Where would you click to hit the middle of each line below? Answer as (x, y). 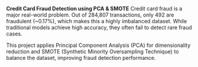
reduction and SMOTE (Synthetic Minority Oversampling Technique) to (93, 52)
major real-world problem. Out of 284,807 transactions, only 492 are (90, 15)
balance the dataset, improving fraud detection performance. (81, 58)
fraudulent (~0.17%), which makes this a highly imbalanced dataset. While (97, 21)
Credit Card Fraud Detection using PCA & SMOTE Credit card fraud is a (94, 9)
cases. (14, 34)
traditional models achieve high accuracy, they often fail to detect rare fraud (99, 27)
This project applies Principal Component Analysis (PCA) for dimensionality (98, 45)
